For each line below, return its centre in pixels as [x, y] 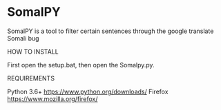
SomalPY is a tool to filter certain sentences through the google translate [110, 31]
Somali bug [23, 38]
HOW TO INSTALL [33, 52]
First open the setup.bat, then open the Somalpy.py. [81, 65]
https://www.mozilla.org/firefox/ [52, 99]
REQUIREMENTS [31, 78]
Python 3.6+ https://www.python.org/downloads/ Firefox [88, 91]
